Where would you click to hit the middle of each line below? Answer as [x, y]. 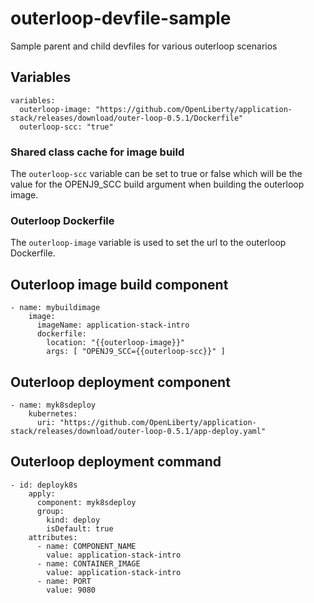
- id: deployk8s [44, 485]
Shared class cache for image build [97, 152]
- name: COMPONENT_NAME [86, 546]
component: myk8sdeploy [86, 502]
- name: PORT [64, 581]
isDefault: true [80, 528]
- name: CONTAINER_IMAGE [88, 563]
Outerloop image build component [119, 284]
